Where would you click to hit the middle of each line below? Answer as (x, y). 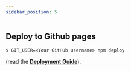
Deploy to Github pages (51, 37)
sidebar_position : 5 (32, 12)
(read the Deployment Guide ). (43, 62)
